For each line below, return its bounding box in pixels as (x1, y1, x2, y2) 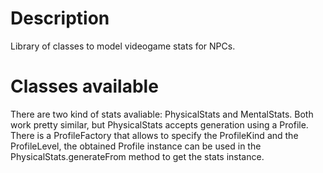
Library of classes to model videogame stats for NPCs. (10, 40, 236, 52)
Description (10, 7, 110, 30)
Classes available (10, 75, 159, 98)
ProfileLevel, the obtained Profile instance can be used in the (10, 140, 262, 152)
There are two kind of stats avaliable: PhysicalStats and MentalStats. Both (10, 108, 314, 120)
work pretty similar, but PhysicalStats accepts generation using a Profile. (10, 118, 309, 131)
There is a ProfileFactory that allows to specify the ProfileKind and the (10, 129, 299, 141)
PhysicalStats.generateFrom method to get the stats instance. (10, 150, 265, 162)
